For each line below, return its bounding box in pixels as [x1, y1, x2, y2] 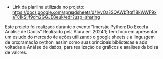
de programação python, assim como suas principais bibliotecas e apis [5, 39, 148, 45]
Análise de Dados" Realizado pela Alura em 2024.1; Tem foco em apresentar [5, 29, 158, 34]
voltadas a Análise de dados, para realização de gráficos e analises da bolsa [5, 44, 159, 50]
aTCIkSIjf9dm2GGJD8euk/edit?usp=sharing [12, 15, 100, 20]
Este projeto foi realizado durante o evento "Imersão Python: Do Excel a [5, 24, 149, 29]
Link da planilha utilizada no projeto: [12, 4, 85, 10]
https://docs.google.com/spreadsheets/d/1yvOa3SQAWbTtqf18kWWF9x [12, 9, 157, 15]
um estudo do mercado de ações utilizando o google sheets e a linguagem [5, 34, 155, 40]
